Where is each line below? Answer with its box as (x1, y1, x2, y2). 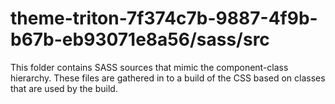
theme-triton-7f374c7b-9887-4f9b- (10, 7, 318, 30)
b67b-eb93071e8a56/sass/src (10, 28, 270, 51)
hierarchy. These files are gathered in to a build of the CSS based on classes (10, 72, 326, 84)
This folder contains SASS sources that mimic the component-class (10, 61, 289, 73)
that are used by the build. (10, 82, 118, 94)
